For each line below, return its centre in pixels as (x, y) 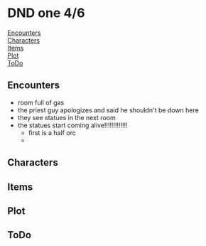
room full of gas (41, 102)
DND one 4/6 (46, 13)
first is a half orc (52, 132)
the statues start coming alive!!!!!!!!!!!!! (72, 125)
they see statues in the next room (66, 117)
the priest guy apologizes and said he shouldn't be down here (108, 110)
